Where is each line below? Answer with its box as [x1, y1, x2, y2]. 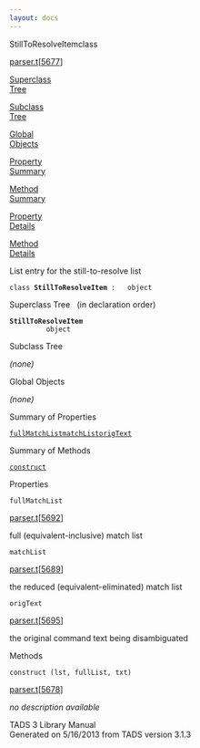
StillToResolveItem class [9, 38, 98, 49]
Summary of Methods [9, 444, 91, 456]
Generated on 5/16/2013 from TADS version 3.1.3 [9, 729, 192, 740]
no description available [9, 701, 100, 712]
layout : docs [9, 13, 59, 23]
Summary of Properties [9, 411, 97, 422]
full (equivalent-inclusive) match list [9, 530, 144, 541]
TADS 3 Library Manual [9, 719, 96, 730]
